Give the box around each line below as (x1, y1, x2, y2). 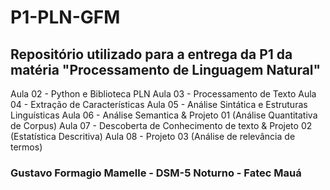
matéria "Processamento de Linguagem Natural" (10, 61, 322, 78)
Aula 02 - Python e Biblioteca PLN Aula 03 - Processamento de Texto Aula (10, 88, 317, 100)
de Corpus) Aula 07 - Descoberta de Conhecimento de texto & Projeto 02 (10, 120, 313, 131)
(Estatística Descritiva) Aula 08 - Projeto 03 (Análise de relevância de (10, 131, 296, 142)
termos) (10, 141, 43, 153)
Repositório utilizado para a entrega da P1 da (10, 46, 293, 63)
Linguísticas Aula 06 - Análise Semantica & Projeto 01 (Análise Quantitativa (10, 109, 318, 121)
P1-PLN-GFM (10, 6, 121, 29)
